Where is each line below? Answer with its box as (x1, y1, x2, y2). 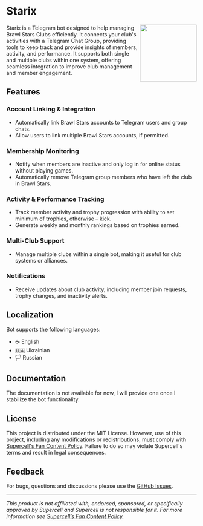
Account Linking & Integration (6, 105, 95, 113)
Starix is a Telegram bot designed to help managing (6, 24, 135, 31)
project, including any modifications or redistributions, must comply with (6, 436, 187, 443)
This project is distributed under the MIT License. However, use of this (6, 430, 181, 437)
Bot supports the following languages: (6, 326, 101, 333)
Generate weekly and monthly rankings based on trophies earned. (14, 222, 180, 229)
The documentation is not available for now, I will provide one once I (6, 389, 176, 397)
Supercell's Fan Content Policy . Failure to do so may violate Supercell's (6, 442, 183, 450)
